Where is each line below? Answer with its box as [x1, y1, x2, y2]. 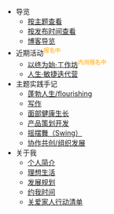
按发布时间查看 [27, 27, 76, 35]
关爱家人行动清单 [27, 197, 83, 207]
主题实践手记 [15, 79, 57, 89]
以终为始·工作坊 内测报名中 [27, 58, 107, 69]
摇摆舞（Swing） [27, 128, 83, 138]
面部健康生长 [27, 109, 69, 118]
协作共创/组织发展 [27, 138, 86, 148]
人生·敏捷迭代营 [27, 69, 79, 79]
